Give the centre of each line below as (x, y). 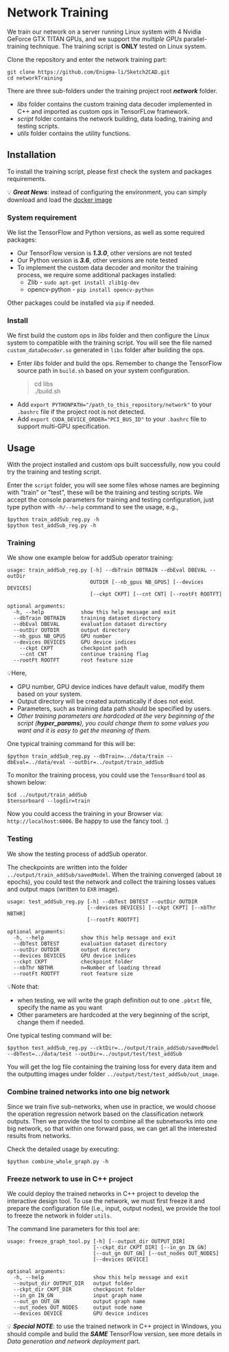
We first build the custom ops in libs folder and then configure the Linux (108, 336)
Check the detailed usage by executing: (63, 1149)
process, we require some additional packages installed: (97, 275)
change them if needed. (51, 1022)
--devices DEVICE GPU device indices (81, 1314)
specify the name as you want (60, 1007)
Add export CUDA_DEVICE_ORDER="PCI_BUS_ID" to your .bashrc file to (112, 419)
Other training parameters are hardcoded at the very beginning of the (116, 716)
